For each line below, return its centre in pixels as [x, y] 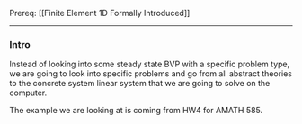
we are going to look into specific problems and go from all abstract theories [151, 74]
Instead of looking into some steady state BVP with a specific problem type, [150, 64]
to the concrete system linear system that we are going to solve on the [140, 84]
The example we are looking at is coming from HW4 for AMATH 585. [136, 111]
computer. [28, 93]
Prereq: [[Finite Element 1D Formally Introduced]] [100, 13]
